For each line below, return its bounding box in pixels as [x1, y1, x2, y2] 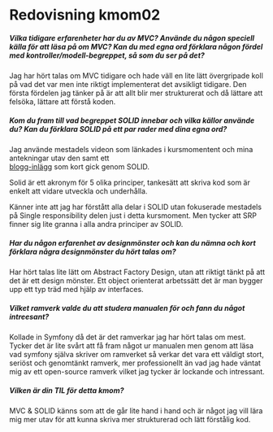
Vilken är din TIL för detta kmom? [9, 385, 124, 395]
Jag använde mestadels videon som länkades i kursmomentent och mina [9, 145, 253, 155]
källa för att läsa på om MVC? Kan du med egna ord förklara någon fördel [9, 41, 263, 51]
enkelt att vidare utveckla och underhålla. [9, 186, 148, 196]
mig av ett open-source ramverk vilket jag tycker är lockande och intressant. [9, 367, 265, 377]
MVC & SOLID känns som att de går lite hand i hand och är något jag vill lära [9, 406, 263, 416]
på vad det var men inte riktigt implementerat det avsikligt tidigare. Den [9, 80, 247, 89]
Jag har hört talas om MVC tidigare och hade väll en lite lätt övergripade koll [9, 71, 263, 81]
